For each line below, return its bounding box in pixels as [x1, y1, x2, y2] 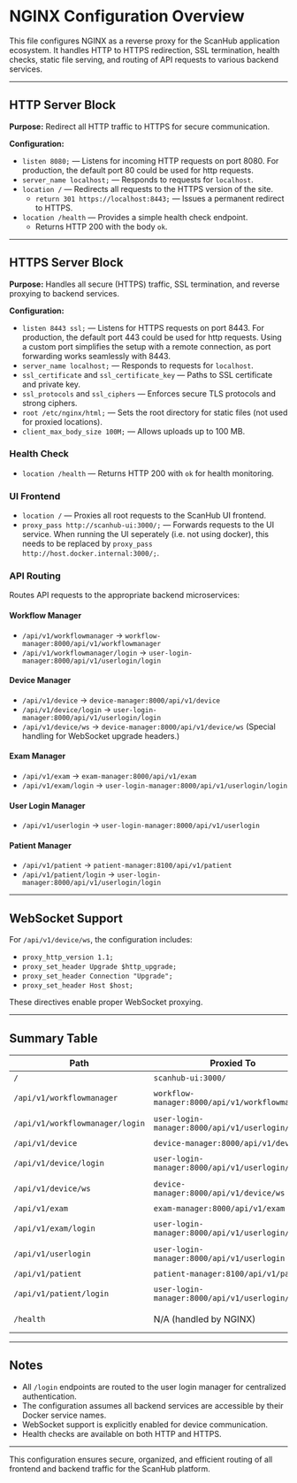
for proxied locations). [21, 416, 103, 426]
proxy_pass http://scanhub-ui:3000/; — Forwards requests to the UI [21, 519, 275, 530]
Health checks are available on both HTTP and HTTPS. [21, 1428, 223, 1439]
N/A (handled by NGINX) [153, 1313, 256, 1325]
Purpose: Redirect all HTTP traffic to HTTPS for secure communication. [9, 121, 270, 132]
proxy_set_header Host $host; [21, 981, 134, 990]
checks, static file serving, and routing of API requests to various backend [9, 54, 278, 65]
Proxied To [209, 1057, 256, 1070]
